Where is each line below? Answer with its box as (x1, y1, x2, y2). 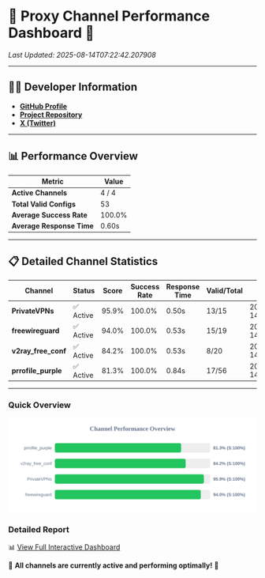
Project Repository (19, 110, 83, 119)
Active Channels (11, 188, 68, 198)
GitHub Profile (19, 101, 68, 111)
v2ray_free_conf (11, 346, 67, 355)
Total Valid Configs (11, 199, 77, 209)
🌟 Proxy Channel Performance (8, 7, 211, 25)
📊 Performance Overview (8, 149, 138, 163)
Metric (41, 177, 65, 187)
